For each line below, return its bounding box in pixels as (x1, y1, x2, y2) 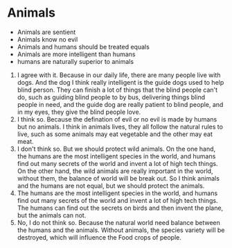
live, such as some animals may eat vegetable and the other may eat (17, 130, 213, 138)
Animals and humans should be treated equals (17, 42, 150, 51)
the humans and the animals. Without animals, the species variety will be (17, 226, 225, 234)
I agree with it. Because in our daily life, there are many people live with (17, 71, 221, 79)
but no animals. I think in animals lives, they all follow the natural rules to (17, 122, 224, 131)
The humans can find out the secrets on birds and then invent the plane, (17, 204, 224, 212)
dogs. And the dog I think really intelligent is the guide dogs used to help (17, 78, 224, 86)
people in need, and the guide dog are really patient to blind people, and (17, 100, 224, 108)
